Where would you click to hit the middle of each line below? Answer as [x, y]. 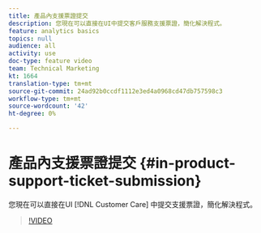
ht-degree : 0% [32, 114]
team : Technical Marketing [54, 69]
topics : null [30, 38]
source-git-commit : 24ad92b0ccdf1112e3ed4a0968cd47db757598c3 [116, 91]
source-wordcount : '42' [49, 106]
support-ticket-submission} [105, 181]
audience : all [32, 46]
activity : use [32, 53]
